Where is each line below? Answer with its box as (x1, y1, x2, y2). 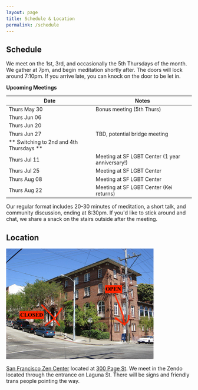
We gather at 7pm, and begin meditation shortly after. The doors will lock (6, 67, 183, 74)
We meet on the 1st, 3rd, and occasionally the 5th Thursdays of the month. (6, 60, 187, 67)
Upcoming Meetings (6, 84, 57, 91)
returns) (95, 190, 115, 197)
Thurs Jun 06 (8, 114, 42, 121)
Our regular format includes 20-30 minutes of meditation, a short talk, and (6, 203, 186, 210)
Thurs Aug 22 (8, 187, 42, 194)
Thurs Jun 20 (8, 122, 42, 129)
